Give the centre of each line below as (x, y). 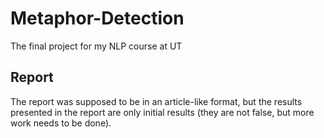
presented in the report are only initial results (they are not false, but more (162, 112)
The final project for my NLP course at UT (96, 46)
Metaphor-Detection (97, 18)
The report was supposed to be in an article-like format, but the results (156, 101)
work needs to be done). (61, 123)
